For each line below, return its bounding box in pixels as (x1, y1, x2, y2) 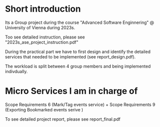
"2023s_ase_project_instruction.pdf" (5, 39, 79, 45)
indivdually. (5, 68, 28, 74)
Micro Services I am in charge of (5, 86, 138, 97)
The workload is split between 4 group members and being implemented (5, 63, 151, 69)
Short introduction (5, 3, 81, 15)
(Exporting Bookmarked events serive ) (5, 107, 84, 112)
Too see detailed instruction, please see (5, 34, 85, 40)
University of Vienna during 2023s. (5, 24, 75, 30)
